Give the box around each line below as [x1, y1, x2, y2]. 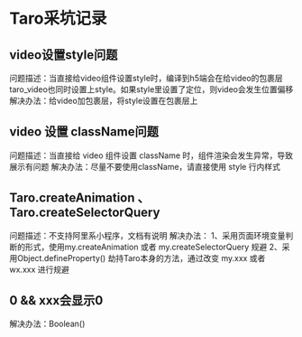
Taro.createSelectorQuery [9, 205, 160, 220]
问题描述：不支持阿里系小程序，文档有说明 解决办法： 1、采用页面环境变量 [9, 229, 286, 240]
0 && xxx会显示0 [9, 293, 104, 308]
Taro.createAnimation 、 [9, 191, 151, 206]
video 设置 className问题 [9, 124, 160, 140]
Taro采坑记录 [9, 8, 107, 29]
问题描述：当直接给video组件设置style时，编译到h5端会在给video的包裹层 [9, 73, 284, 83]
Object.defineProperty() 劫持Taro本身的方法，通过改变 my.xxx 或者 [16, 252, 266, 263]
